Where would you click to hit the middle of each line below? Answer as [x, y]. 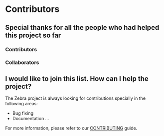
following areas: [22, 104]
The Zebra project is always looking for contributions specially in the [76, 98]
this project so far [33, 35]
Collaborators [22, 63]
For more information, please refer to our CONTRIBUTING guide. [71, 128]
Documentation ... [31, 119]
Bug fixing [23, 113]
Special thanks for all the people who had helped [82, 28]
